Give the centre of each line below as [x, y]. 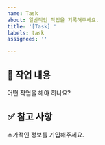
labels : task [26, 33]
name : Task [23, 13]
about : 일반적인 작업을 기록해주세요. [53, 20]
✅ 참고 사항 [30, 117]
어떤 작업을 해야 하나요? [39, 93]
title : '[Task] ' [32, 26]
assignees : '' [27, 39]
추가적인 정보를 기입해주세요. [46, 135]
